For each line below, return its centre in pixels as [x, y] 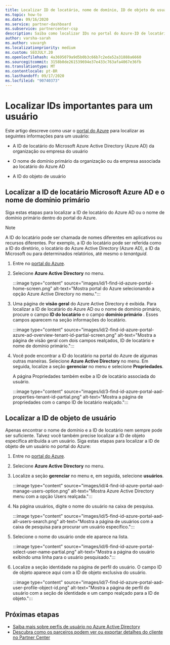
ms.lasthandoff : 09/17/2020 [35, 76]
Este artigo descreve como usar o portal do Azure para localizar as [75, 130]
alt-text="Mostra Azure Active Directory [112, 491]
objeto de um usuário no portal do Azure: [48, 446]
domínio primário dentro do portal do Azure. [51, 218]
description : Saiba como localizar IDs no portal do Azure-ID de [75, 33]
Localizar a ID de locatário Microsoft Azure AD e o [85, 192]
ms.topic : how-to [24, 15]
